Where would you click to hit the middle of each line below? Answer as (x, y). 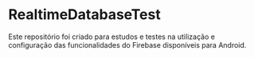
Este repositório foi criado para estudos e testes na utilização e (111, 37)
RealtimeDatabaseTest (84, 15)
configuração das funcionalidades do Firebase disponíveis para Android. (127, 44)
